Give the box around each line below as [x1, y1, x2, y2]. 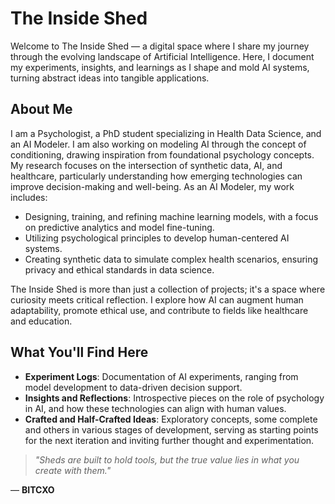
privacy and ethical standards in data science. [24, 263, 215, 276]
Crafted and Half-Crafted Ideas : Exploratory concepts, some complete [24, 413, 318, 425]
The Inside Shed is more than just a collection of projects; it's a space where [10, 283, 326, 295]
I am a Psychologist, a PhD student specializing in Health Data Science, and [10, 127, 322, 139]
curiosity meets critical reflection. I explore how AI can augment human [10, 293, 304, 306]
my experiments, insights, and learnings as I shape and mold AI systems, [10, 61, 310, 73]
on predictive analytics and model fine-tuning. [24, 221, 215, 233]
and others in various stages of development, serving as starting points [24, 423, 319, 436]
